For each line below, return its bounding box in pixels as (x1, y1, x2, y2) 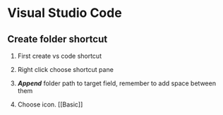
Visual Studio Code (7, 5, 122, 21)
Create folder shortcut (7, 33, 108, 45)
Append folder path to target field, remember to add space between (17, 79, 217, 87)
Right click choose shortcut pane (17, 66, 114, 73)
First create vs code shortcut (17, 52, 102, 60)
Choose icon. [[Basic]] (17, 100, 83, 109)
